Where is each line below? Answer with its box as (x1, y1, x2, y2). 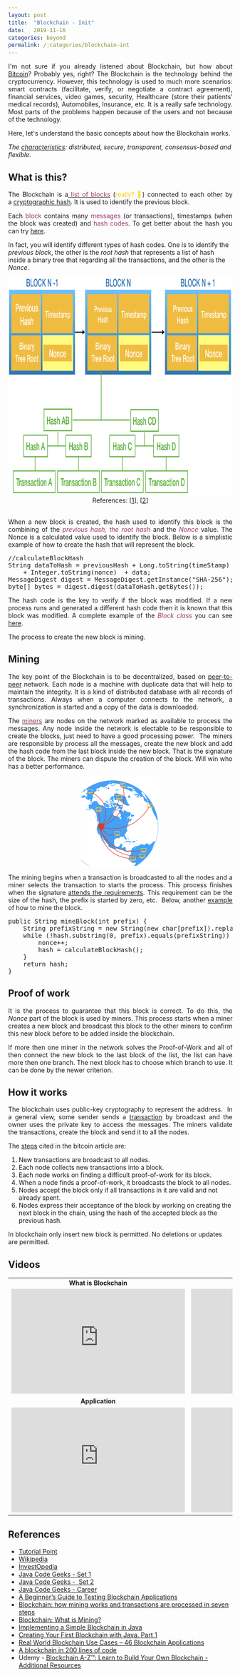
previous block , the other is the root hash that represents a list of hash (8, 248, 214, 256)
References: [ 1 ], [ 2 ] (92, 496, 149, 505)
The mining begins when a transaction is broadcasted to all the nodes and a (8, 873, 233, 882)
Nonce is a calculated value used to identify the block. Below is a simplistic (8, 532, 233, 541)
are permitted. (8, 1238, 50, 1246)
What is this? (8, 171, 68, 183)
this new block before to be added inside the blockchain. (8, 1029, 174, 1038)
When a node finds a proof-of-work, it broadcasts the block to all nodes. (18, 1178, 231, 1187)
